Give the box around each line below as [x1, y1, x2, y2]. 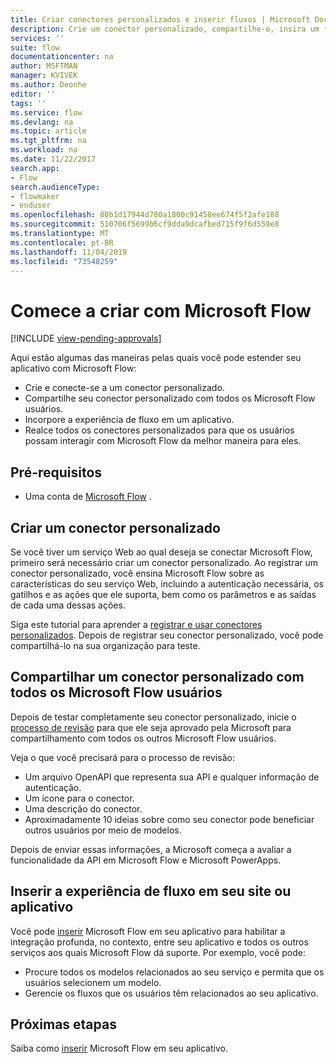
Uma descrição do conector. [24, 802, 143, 815]
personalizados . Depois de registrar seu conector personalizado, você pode [10, 629, 324, 641]
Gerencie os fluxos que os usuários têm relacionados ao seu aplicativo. [24, 987, 319, 999]
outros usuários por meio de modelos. [24, 824, 182, 836]
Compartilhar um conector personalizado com [10, 669, 305, 686]
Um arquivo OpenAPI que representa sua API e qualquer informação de [24, 771, 320, 783]
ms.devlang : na [10, 117, 74, 127]
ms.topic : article [10, 126, 87, 136]
